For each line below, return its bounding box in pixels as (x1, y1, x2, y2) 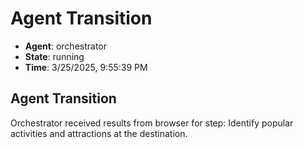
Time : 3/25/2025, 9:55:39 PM (24, 61, 148, 73)
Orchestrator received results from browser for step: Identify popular (10, 117, 294, 129)
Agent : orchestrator (24, 40, 108, 52)
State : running (24, 50, 85, 62)
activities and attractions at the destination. (10, 127, 188, 139)
